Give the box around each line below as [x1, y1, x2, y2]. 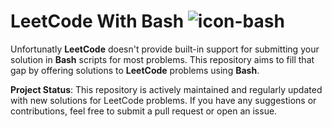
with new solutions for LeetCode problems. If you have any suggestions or [10, 94, 317, 106]
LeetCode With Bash [10, 10, 185, 33]
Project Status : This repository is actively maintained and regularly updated [10, 83, 323, 95]
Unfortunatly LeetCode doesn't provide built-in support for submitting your [10, 43, 320, 55]
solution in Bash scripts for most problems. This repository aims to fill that [10, 53, 315, 65]
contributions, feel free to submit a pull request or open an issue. [10, 105, 278, 117]
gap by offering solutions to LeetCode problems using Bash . [10, 64, 260, 76]
